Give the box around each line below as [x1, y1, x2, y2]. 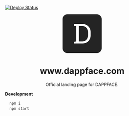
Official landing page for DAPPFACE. [45, 82, 119, 87]
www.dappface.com [40, 66, 125, 77]
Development [5, 91, 33, 97]
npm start [9, 106, 29, 111]
